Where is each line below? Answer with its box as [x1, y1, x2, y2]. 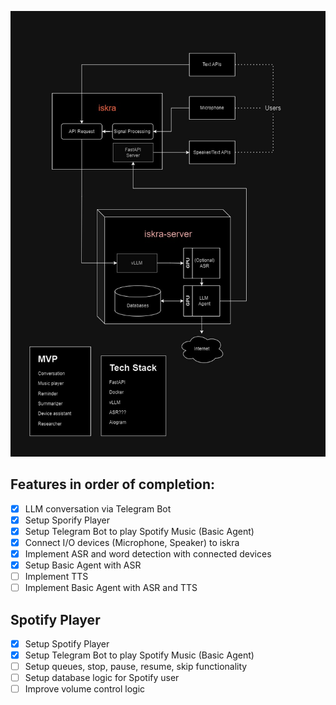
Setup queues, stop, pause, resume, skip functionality [24, 661, 248, 673]
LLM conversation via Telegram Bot [24, 502, 172, 515]
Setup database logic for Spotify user [24, 672, 180, 684]
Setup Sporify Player [24, 514, 111, 526]
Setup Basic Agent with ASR [24, 559, 142, 571]
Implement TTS [24, 571, 89, 583]
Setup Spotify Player [24, 637, 110, 650]
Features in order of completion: [10, 476, 215, 493]
